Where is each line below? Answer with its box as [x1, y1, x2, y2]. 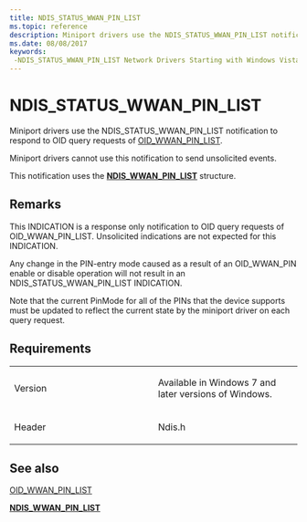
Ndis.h [158, 421, 185, 433]
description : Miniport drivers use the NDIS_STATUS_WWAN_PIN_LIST [9, 30, 268, 39]
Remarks [9, 197, 62, 213]
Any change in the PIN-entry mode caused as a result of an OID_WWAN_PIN [9, 257, 297, 269]
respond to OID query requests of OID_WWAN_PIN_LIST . [9, 134, 223, 146]
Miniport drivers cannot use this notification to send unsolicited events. [9, 152, 277, 163]
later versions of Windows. [158, 387, 272, 400]
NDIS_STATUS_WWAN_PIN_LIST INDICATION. [9, 277, 183, 288]
